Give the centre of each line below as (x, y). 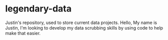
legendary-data (38, 9)
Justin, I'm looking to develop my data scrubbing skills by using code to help (84, 27)
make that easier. (23, 33)
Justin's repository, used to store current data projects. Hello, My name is (81, 22)
